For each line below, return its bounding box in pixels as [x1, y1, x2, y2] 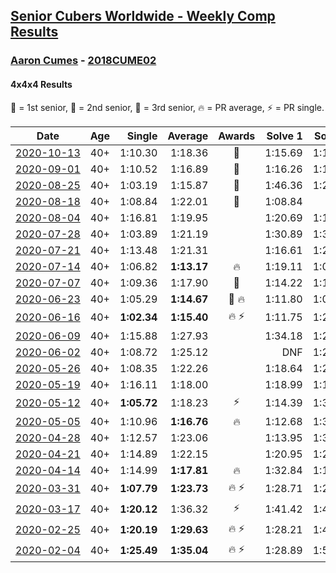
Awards [218, 129, 256, 143]
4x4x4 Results [10, 78, 73, 90]
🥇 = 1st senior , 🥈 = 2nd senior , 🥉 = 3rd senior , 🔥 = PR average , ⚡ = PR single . [10, 101, 325, 113]
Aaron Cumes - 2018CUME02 [10, 54, 157, 68]
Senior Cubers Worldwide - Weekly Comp [10, 8, 276, 25]
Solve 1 [266, 129, 303, 143]
